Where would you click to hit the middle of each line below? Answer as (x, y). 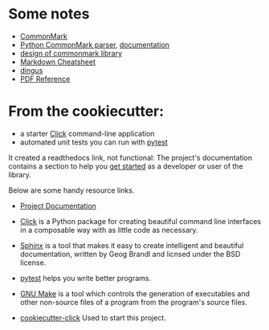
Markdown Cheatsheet (58, 62)
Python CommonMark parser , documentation (95, 44)
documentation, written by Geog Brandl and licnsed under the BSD (130, 254)
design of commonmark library (71, 53)
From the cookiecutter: (86, 111)
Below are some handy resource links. (71, 190)
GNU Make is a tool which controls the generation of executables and (135, 293)
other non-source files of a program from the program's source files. (133, 302)
